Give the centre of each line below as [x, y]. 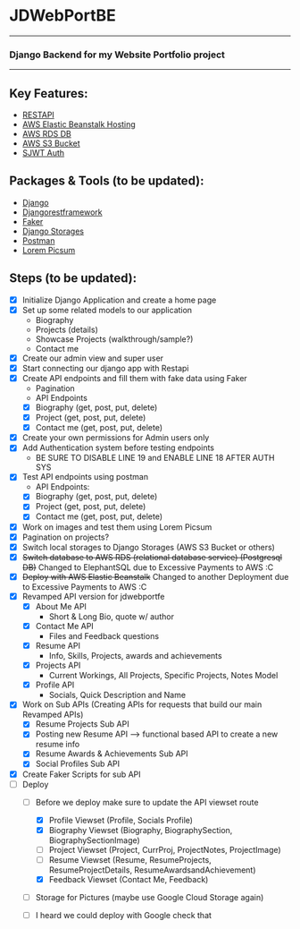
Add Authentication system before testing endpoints [118, 447]
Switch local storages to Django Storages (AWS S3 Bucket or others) [148, 547]
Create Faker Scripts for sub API [81, 774]
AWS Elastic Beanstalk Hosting [79, 124]
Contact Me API [64, 626]
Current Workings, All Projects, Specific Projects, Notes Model [163, 676]
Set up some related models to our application [107, 310]
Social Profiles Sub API [78, 764]
